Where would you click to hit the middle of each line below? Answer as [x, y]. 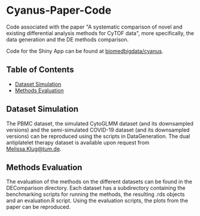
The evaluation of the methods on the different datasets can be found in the [99, 181]
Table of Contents [40, 70]
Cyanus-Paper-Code [59, 10]
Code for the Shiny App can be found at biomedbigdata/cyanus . [85, 51]
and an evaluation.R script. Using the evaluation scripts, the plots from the [97, 201]
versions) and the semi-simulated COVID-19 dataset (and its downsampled [98, 130]
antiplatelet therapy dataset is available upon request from [78, 142]
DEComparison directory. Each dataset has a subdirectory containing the [96, 188]
